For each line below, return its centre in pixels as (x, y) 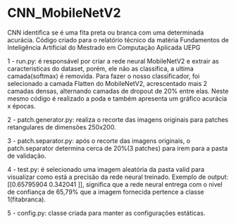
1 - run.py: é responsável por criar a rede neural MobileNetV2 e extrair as (113, 61)
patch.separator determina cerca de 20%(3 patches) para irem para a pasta (118, 148)
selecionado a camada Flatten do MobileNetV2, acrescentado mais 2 (107, 83)
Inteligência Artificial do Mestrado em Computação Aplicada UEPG (104, 47)
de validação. (27, 156)
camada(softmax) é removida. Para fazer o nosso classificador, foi (104, 76)
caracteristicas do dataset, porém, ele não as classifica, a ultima (100, 68)
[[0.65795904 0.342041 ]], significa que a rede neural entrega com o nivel (115, 184)
